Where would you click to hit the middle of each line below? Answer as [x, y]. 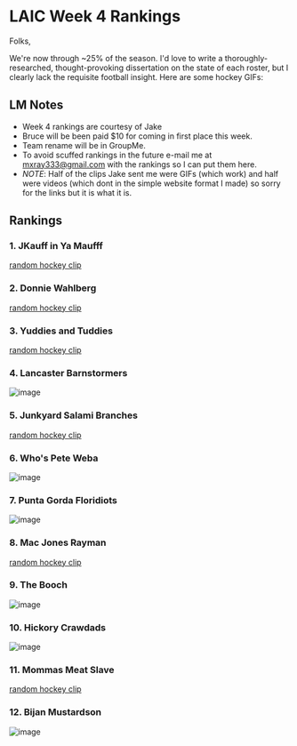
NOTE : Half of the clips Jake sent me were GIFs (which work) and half [150, 173]
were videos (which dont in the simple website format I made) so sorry [152, 183]
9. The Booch [39, 585]
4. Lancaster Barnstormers [68, 373]
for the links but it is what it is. [77, 192]
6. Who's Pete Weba [54, 458]
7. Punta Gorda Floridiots [64, 500]
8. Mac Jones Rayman [58, 542]
